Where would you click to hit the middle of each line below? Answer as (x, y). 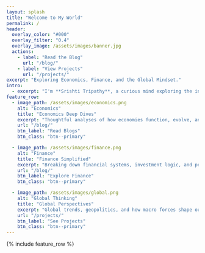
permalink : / (23, 23)
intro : (15, 86)
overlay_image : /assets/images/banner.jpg (67, 46)
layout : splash (26, 12)
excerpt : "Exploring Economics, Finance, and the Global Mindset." (94, 80)
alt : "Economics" (39, 108)
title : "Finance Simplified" (54, 159)
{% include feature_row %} (40, 244)
